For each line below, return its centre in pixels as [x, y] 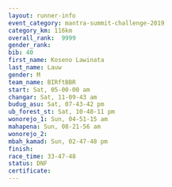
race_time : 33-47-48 [42, 156]
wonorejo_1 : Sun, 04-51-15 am [58, 119]
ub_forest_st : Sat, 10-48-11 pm [61, 112]
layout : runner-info [42, 16]
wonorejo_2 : [28, 134]
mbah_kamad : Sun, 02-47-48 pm [58, 141]
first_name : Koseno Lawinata [56, 60]
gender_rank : [30, 45]
